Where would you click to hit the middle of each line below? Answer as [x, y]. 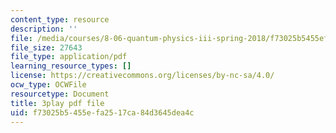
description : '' [44, 29]
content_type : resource [60, 19]
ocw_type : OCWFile [48, 85]
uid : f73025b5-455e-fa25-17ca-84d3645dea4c [102, 112]
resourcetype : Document [60, 94]
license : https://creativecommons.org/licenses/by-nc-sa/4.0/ [142, 76]
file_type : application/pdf [69, 57]
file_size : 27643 [46, 47]
